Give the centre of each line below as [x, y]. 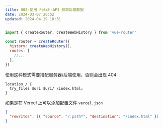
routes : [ [20, 51]
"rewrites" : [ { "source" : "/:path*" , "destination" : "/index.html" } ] [84, 117]
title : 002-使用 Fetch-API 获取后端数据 [44, 10]
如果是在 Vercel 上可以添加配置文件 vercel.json [54, 103]
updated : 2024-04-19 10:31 [33, 19]
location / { [19, 84]
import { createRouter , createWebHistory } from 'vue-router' [71, 33]
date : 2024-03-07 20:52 [30, 14]
